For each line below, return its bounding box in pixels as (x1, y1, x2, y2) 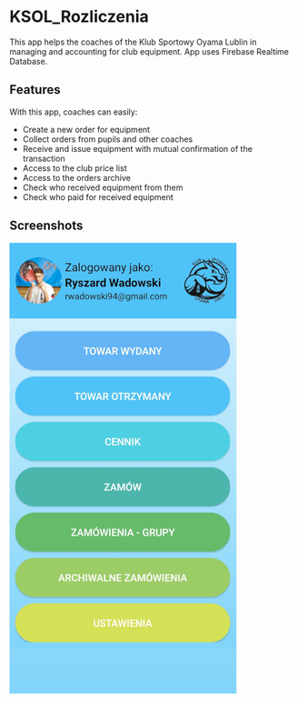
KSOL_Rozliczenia (9, 6, 150, 27)
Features (9, 82, 61, 97)
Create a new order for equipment (22, 124, 151, 135)
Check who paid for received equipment (22, 191, 174, 202)
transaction (22, 153, 65, 164)
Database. (9, 55, 48, 66)
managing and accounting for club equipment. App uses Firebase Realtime (9, 45, 289, 56)
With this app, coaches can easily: (9, 106, 138, 117)
